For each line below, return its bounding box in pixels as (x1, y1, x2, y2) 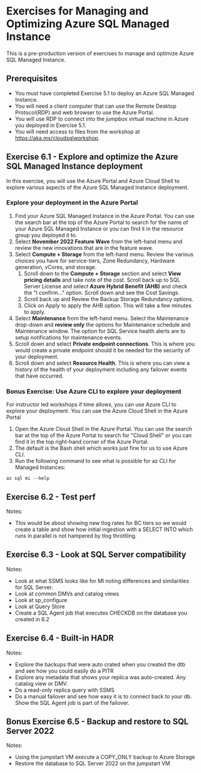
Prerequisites (6, 73, 58, 84)
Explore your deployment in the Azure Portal (6, 199, 138, 207)
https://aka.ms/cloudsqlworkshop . (14, 134, 100, 141)
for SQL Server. (14, 583, 53, 591)
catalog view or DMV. (14, 680, 68, 687)
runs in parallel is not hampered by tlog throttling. (14, 532, 137, 539)
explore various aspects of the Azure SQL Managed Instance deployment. (6, 184, 189, 191)
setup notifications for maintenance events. (14, 334, 122, 341)
